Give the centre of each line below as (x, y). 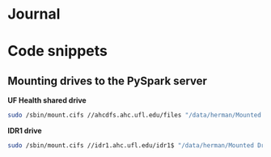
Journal (34, 14)
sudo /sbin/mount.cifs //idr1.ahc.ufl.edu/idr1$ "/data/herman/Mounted (131, 146)
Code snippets (58, 51)
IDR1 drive (25, 131)
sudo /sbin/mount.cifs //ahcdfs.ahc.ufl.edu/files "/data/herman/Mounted (135, 115)
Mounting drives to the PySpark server (108, 81)
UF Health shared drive (47, 100)
